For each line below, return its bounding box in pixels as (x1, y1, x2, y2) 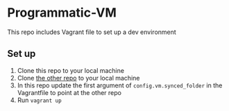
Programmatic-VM (7, 5, 117, 21)
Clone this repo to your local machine (17, 66, 125, 74)
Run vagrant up (17, 96, 62, 104)
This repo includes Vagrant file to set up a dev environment (7, 28, 177, 36)
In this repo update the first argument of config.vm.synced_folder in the (17, 81, 223, 89)
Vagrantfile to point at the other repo (17, 88, 121, 96)
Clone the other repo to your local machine (17, 74, 140, 82)
